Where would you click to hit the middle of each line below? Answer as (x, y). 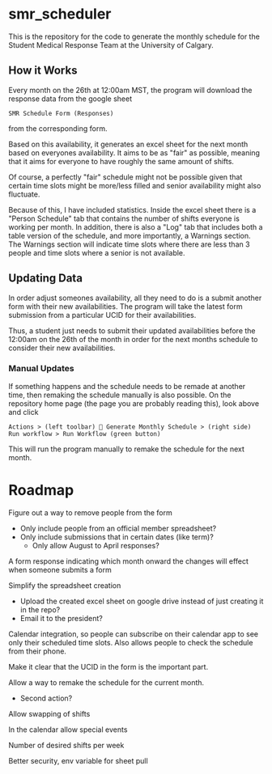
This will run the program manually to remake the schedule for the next (127, 449)
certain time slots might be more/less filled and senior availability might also (135, 185)
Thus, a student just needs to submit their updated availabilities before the (132, 330)
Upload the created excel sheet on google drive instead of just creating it (142, 601)
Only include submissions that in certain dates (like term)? (117, 537)
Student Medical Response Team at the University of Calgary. (111, 44)
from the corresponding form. (58, 128)
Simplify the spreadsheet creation (65, 585)
